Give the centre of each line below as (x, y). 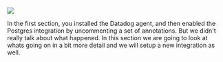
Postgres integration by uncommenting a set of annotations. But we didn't (112, 31)
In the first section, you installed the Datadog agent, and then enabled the (111, 24)
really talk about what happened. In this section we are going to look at (107, 38)
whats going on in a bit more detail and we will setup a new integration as (111, 45)
